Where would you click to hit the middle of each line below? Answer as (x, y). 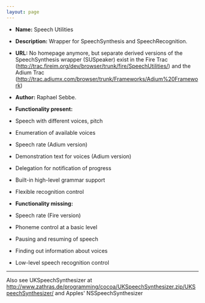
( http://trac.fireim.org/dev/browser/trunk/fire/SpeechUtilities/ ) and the (103, 66)
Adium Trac (30, 72)
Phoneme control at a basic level (56, 227)
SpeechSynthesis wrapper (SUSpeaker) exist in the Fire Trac (91, 59)
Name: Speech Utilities (44, 29)
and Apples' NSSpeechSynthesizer (99, 293)
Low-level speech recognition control (62, 262)
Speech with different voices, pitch (59, 121)
